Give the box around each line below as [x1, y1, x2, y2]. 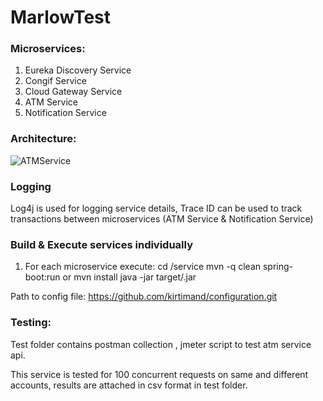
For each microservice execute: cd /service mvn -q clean [24, 261, 262, 273]
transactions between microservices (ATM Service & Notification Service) [10, 213, 314, 225]
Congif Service [24, 75, 87, 87]
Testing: [10, 316, 52, 330]
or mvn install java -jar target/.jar [62, 271, 197, 283]
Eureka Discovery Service [24, 64, 132, 76]
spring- [262, 261, 294, 273]
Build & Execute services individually [10, 238, 193, 251]
